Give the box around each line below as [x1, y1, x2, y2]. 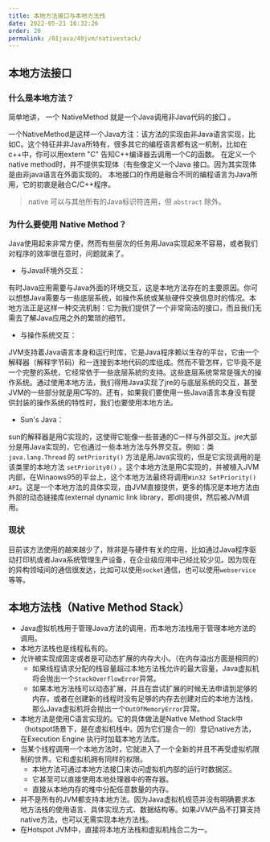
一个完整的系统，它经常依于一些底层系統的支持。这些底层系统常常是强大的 [8, 367, 255, 377]
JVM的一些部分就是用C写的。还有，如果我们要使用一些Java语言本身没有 [8, 388, 249, 397]
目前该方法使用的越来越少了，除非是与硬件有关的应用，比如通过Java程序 [8, 545, 250, 554]
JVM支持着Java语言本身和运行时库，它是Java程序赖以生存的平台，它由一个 [8, 347, 260, 357]
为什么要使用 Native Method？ [8, 218, 127, 230]
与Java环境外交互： [19, 266, 86, 276]
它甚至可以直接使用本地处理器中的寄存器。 [31, 774, 174, 784]
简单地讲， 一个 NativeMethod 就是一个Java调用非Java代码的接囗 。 [8, 112, 235, 122]
